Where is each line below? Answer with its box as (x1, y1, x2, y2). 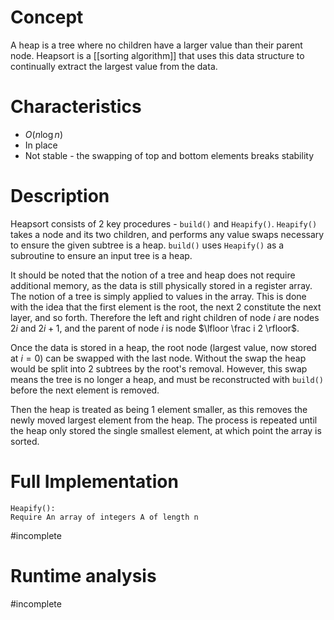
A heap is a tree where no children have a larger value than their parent (10, 39, 303, 51)
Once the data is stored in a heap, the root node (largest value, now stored (10, 341, 317, 353)
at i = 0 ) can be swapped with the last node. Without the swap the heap (10, 352, 307, 364)
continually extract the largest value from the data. (10, 60, 218, 72)
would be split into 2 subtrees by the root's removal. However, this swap (10, 362, 308, 375)
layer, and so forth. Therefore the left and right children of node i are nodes (10, 311, 320, 323)
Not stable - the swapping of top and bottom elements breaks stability (24, 149, 315, 161)
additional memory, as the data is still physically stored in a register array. (10, 279, 313, 291)
